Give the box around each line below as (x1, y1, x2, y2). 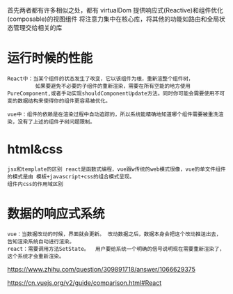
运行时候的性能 (7, 51, 93, 66)
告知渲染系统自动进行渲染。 (7, 238, 75, 245)
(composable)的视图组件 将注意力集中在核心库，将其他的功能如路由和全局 (7, 15, 220, 23)
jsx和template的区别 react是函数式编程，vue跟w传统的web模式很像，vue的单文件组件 (7, 166, 226, 173)
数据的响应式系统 (7, 206, 106, 222)
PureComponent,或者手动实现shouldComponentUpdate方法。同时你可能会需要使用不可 (7, 90, 225, 97)
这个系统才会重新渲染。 (7, 253, 65, 260)
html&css (7, 141, 63, 157)
